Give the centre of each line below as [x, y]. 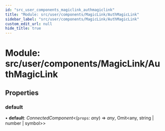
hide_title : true [23, 28]
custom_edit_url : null [29, 24]
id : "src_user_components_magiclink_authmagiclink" [60, 10]
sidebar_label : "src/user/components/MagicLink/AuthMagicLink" [72, 19]
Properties [22, 93]
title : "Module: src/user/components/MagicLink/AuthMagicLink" [72, 14]
